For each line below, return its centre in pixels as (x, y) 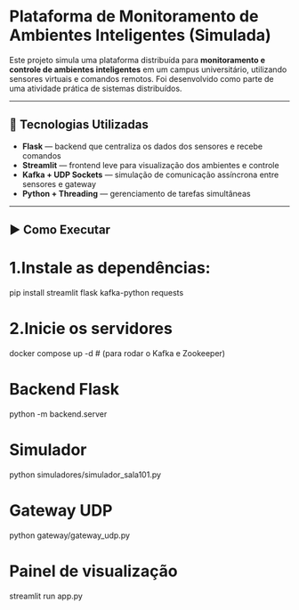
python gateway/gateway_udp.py (70, 535)
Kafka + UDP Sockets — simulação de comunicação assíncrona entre (150, 175)
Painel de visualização (93, 571)
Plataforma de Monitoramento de (134, 16)
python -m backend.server (58, 414)
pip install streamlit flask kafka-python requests (97, 293)
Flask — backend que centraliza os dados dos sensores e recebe (142, 146)
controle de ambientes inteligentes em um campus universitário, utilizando (148, 69)
